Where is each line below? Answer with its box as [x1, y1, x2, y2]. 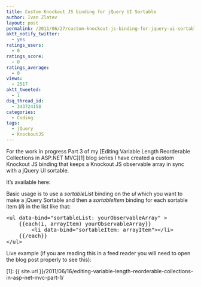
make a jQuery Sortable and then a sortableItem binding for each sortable [6, 196, 188, 204]
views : [6, 75, 23, 81]
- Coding [11, 114, 33, 120]
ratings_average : [6, 64, 50, 71]
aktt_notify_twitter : [6, 31, 60, 37]
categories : [6, 109, 36, 115]
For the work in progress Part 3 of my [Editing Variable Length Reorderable [6, 147, 190, 155]
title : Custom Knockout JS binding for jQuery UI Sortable [6, 8, 157, 15]
